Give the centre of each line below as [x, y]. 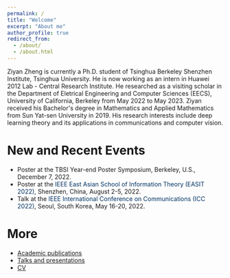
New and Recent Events [76, 150]
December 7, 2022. [44, 177]
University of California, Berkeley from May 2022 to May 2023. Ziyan [105, 100]
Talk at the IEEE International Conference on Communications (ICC [111, 199]
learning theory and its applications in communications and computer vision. [115, 122]
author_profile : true [38, 33]
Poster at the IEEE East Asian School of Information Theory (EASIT [111, 184]
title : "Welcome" [32, 20]
